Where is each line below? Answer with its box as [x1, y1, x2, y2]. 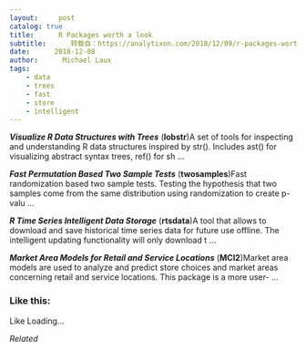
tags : [9, 65, 30, 74]
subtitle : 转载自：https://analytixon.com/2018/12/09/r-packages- [9, 38, 282, 48]
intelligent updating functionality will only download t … [9, 234, 217, 246]
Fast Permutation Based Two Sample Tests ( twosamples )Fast [9, 169, 248, 180]
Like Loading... [9, 315, 66, 326]
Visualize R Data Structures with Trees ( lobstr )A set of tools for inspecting [9, 131, 294, 142]
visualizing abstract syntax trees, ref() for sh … [9, 151, 185, 162]
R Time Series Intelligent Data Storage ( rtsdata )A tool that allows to [9, 215, 267, 226]
